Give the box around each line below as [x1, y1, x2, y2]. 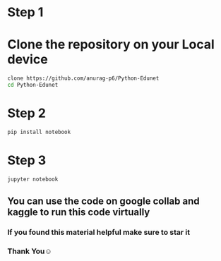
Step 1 [7, 4, 44, 20]
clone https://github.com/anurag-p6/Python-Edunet [7, 75, 160, 82]
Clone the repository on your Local [7, 37, 215, 53]
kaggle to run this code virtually [7, 206, 150, 218]
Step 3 [7, 152, 47, 168]
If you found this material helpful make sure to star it [7, 227, 191, 237]
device [7, 51, 48, 68]
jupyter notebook [7, 176, 59, 183]
